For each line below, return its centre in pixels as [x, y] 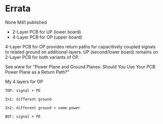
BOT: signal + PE [23, 117]
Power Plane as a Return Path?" [37, 72]
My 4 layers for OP [24, 82]
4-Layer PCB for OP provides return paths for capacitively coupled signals [81, 46]
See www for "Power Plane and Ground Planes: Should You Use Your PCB [80, 67]
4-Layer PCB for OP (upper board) [47, 37]
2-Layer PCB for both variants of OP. [42, 57]
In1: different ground [28, 99]
